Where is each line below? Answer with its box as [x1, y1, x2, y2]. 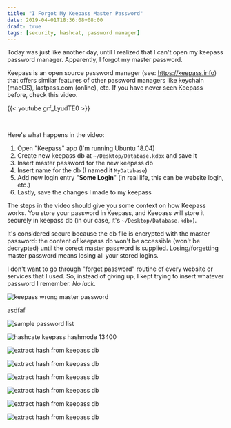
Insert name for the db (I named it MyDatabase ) [17, 166, 148, 174]
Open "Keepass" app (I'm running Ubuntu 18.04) [17, 144, 155, 152]
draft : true [7, 23, 41, 30]
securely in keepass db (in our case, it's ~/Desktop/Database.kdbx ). [7, 216, 197, 225]
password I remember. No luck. [7, 280, 97, 288]
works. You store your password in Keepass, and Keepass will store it [7, 209, 205, 217]
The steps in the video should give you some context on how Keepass [7, 201, 206, 210]
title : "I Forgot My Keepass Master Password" [7, 10, 143, 17]
